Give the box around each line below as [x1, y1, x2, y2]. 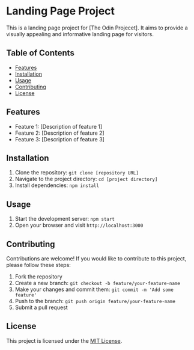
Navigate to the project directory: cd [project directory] [14, 176, 158, 183]
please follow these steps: [6, 262, 71, 268]
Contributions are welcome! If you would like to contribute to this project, [6, 255, 187, 262]
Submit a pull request [14, 304, 68, 311]
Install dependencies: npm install [14, 182, 99, 189]
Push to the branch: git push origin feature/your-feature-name [14, 298, 176, 304]
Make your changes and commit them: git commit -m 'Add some [14, 286, 174, 293]
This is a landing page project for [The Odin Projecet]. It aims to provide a [6, 24, 188, 31]
